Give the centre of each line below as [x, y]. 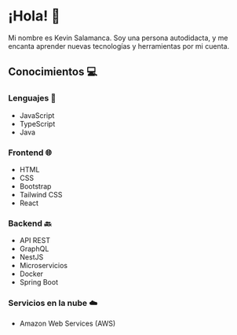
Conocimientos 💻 [53, 72]
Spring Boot [39, 282]
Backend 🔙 [30, 223]
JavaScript [37, 115]
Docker [31, 274]
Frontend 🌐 [30, 153]
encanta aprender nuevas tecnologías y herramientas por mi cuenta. [119, 46]
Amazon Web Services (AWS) [67, 323]
